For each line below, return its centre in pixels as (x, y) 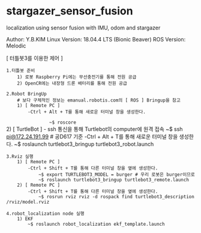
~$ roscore (63, 122)
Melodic (16, 46)
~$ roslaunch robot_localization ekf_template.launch (96, 224)
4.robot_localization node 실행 (46, 213)
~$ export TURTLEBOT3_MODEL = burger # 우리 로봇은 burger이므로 (116, 174)
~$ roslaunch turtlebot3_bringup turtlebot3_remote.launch (113, 180)
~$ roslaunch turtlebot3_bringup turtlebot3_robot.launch (84, 144)
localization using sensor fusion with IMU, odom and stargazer (83, 28)
